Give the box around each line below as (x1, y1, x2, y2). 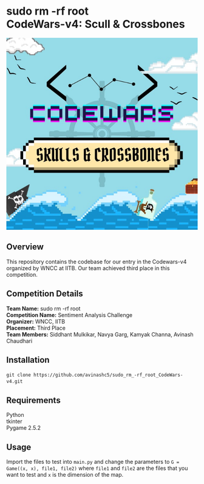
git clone (6, 372, 32, 379)
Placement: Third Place (6, 324, 66, 332)
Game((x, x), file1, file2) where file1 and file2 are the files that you (6, 464, 188, 472)
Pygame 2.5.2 (6, 424, 41, 432)
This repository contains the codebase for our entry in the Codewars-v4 (6, 258, 187, 265)
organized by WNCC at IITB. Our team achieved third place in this (6, 264, 170, 272)
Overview (6, 242, 44, 252)
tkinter (6, 418, 22, 425)
